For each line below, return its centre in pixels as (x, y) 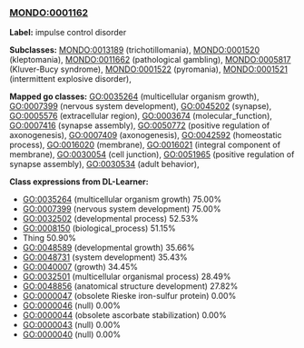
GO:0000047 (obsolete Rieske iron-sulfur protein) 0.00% (129, 296)
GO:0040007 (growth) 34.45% (80, 267)
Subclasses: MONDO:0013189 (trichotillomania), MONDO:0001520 (135, 50)
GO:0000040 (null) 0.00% (72, 334)
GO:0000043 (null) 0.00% (71, 325)
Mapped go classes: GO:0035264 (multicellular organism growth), (134, 96)
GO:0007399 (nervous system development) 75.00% (122, 209)
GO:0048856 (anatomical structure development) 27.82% (130, 286)
